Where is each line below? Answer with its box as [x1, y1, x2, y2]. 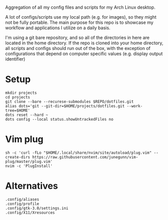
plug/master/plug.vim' [5, 159, 53, 164]
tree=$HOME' [5, 108, 30, 113]
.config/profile [5, 201, 39, 206]
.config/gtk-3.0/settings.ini [5, 205, 69, 211]
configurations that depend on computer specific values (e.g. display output [5, 50, 163, 57]
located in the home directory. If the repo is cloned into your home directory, [5, 40, 163, 46]
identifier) [5, 56, 26, 62]
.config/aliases [5, 197, 39, 202]
